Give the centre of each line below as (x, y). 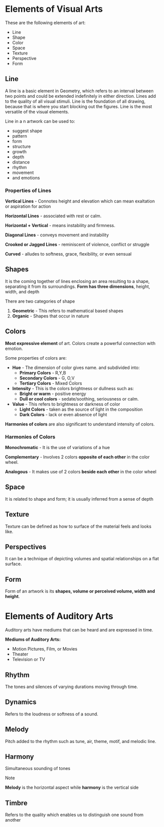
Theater (20, 654)
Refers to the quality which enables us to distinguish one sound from (74, 815)
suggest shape (27, 131)
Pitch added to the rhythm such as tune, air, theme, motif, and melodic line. (81, 741)
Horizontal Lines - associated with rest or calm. (53, 216)
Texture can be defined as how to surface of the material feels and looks (78, 526)
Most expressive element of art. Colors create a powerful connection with (80, 343)
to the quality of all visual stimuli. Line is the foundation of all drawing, (75, 101)
